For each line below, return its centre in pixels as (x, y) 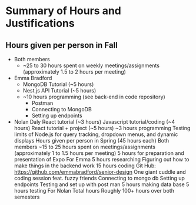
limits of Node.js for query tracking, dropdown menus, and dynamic (96, 134)
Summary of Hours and (63, 11)
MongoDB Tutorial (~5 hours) (58, 84)
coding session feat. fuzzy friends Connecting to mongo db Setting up (99, 178)
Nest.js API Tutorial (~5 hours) (59, 90)
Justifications (40, 23)
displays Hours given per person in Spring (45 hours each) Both (92, 140)
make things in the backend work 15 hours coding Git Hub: (85, 166)
